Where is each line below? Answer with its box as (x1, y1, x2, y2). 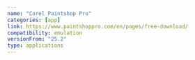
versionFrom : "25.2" (7, 36, 68, 43)
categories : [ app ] (7, 17, 61, 23)
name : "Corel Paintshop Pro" (7, 10, 92, 17)
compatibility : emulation (7, 29, 82, 37)
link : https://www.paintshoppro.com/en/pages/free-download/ (7, 23, 189, 30)
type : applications (7, 42, 64, 49)
